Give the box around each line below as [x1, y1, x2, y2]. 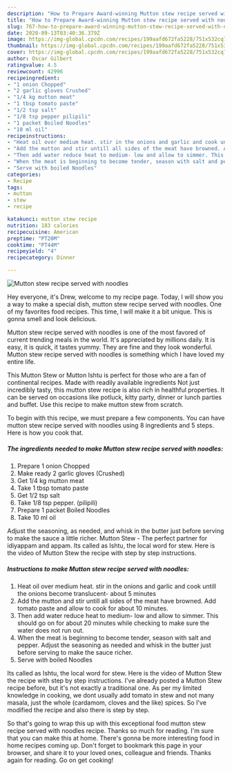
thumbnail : [7, 42, 39, 49]
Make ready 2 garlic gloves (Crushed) [17, 469, 126, 478]
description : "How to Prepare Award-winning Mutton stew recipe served [7, 10, 217, 17]
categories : [7, 171, 41, 178]
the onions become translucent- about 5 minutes [17, 589, 157, 597]
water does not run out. [17, 626, 84, 634]
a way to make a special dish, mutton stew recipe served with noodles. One [7, 300, 222, 308]
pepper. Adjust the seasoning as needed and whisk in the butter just [17, 641, 212, 649]
